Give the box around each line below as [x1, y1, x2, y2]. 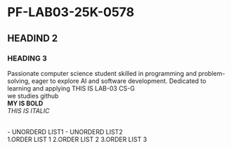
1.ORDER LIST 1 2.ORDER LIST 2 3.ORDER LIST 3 [7, 135, 147, 143]
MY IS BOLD [7, 99, 44, 108]
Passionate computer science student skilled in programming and [7, 69, 197, 77]
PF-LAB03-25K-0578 [7, 4, 135, 20]
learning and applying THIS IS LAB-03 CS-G [7, 84, 136, 92]
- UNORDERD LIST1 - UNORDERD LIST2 [7, 127, 123, 136]
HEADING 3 [7, 53, 47, 63]
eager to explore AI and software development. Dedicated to [31, 77, 206, 85]
